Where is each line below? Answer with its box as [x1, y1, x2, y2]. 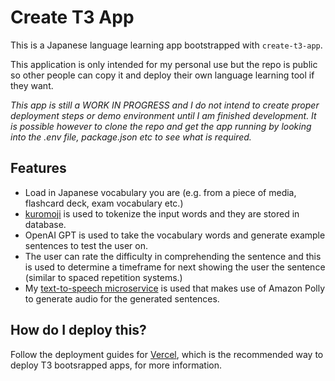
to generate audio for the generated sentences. [24, 292, 220, 305]
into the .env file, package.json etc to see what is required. [10, 131, 252, 143]
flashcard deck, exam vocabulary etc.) [24, 197, 184, 209]
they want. [10, 79, 54, 91]
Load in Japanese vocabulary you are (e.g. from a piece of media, [24, 186, 297, 198]
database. [24, 218, 67, 230]
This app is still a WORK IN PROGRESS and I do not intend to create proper [10, 99, 320, 111]
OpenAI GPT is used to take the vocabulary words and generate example [24, 229, 326, 241]
